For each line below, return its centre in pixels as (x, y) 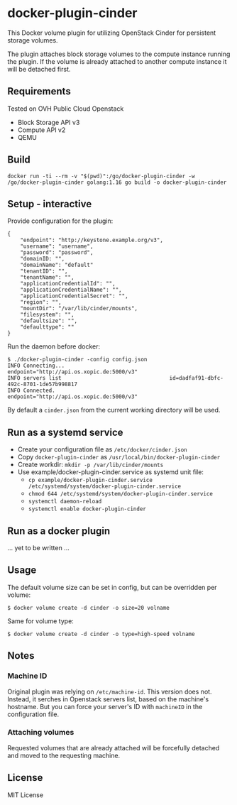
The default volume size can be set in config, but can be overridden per (112, 587)
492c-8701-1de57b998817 (43, 385)
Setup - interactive (50, 204)
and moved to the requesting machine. (64, 755)
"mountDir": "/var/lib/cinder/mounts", (79, 309)
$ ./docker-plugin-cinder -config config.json (77, 360)
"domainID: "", (43, 259)
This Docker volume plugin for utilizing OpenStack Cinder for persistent (112, 33)
